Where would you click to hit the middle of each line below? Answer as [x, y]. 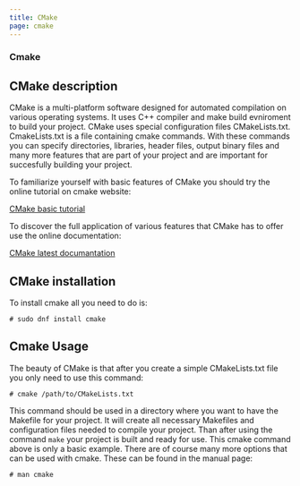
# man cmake [31, 474]
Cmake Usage [49, 347]
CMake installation [63, 281]
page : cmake [31, 26]
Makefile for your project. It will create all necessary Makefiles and [132, 420]
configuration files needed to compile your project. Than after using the [141, 430]
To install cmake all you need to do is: [78, 303]
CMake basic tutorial [47, 209]
